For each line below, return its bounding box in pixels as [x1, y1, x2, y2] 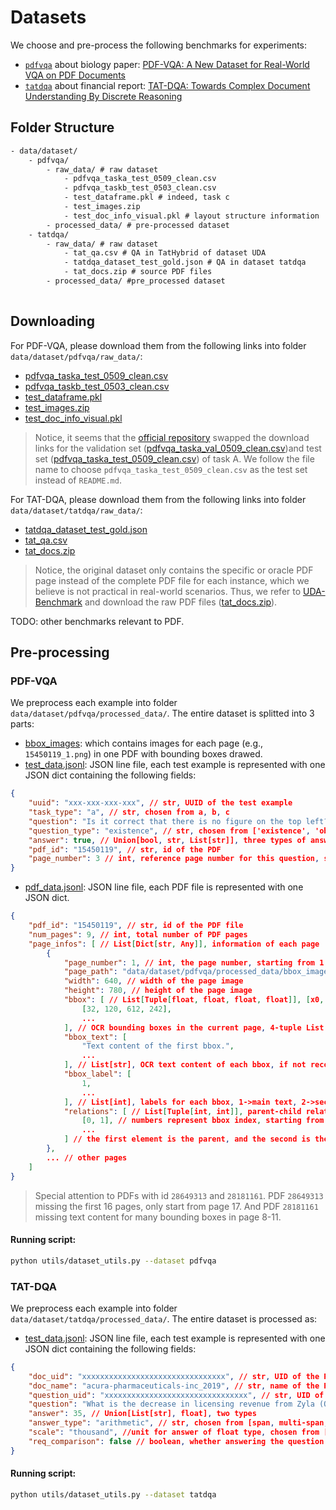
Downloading [10, 313, 95, 330]
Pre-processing [10, 644, 110, 661]
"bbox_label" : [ [63, 1069, 132, 1079]
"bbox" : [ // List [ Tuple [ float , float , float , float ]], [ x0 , [63, 995, 325, 1005]
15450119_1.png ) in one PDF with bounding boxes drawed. [24, 748, 263, 760]
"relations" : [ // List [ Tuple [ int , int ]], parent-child [63, 1106, 302, 1116]
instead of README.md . [34, 474, 122, 486]
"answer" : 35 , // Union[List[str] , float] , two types [28, 1409, 257, 1419]
